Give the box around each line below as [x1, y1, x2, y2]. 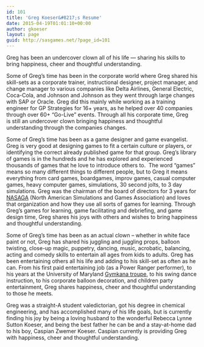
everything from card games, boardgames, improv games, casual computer [6, 175, 196, 181]
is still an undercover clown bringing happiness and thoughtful [6, 117, 163, 125]
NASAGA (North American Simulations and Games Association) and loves [6, 194, 191, 201]
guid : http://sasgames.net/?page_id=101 [6, 37, 111, 43]
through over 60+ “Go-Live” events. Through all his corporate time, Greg [6, 111, 189, 118]
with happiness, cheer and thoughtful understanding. [6, 334, 139, 341]
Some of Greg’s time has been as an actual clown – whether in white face [6, 232, 190, 239]
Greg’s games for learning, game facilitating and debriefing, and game [6, 207, 183, 214]
